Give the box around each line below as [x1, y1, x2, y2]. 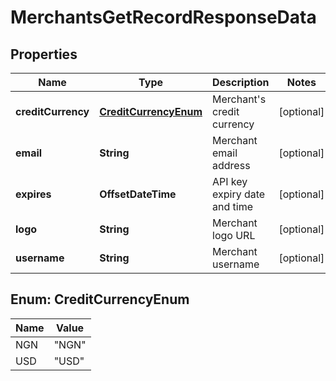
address [212, 159, 251, 172]
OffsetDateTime [99, 187, 177, 201]
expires [15, 187, 52, 201]
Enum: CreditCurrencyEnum [10, 291, 190, 308]
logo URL [212, 229, 256, 242]
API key [212, 175, 248, 188]
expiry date [212, 187, 266, 201]
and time [212, 200, 253, 213]
